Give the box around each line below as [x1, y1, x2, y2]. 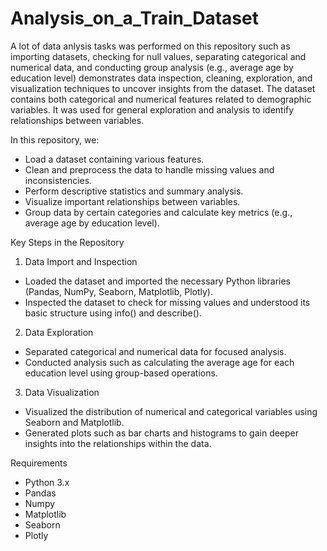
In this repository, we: [10, 133, 100, 146]
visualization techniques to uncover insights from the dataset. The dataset [10, 82, 316, 94]
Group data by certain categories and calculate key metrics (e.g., [24, 206, 293, 218]
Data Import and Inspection [24, 255, 138, 267]
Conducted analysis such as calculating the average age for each [24, 356, 295, 368]
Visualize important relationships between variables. [24, 195, 241, 207]
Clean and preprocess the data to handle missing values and [24, 163, 275, 176]
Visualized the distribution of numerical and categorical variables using [24, 405, 318, 417]
